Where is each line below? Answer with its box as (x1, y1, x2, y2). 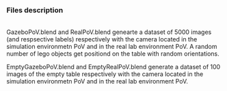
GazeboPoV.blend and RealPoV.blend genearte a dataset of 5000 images (6, 28, 212, 36)
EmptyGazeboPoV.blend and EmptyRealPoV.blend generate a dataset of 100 (6, 63, 221, 71)
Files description (6, 5, 64, 15)
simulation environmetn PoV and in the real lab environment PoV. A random (6, 43, 217, 51)
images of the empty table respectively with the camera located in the (6, 70, 204, 78)
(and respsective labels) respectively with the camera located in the (6, 35, 198, 43)
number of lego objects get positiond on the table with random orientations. (6, 50, 219, 58)
